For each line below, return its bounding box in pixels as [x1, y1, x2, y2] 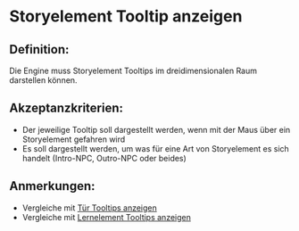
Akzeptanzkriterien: [9, 101, 123, 116]
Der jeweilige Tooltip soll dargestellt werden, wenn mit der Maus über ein [21, 124, 291, 135]
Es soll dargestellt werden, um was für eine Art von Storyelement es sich [21, 143, 290, 153]
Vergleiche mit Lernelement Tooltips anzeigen [21, 211, 192, 222]
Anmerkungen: [9, 178, 96, 194]
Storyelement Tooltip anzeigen [9, 6, 243, 27]
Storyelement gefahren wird [21, 134, 126, 144]
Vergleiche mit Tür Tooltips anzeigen [21, 202, 158, 213]
